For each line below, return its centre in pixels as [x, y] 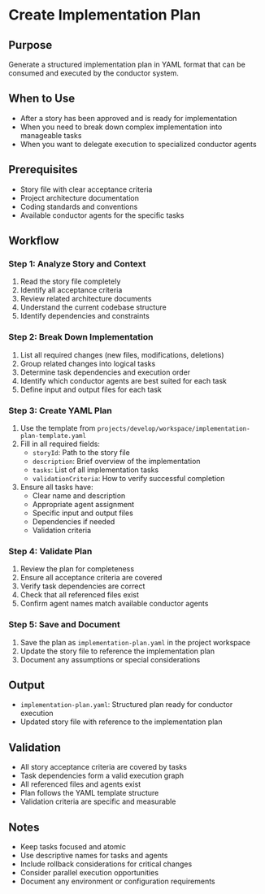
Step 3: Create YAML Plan [60, 410]
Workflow [34, 241]
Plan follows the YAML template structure [89, 793]
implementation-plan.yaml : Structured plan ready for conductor [126, 705]
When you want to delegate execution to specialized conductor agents [139, 144]
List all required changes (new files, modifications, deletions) [122, 354]
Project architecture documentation [80, 197]
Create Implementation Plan [105, 15]
